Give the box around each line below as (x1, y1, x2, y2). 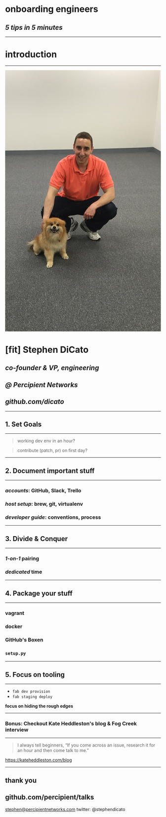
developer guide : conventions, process (5, 514, 101, 521)
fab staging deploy (12, 694, 53, 699)
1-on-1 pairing (5, 555, 40, 562)
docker (5, 623, 23, 630)
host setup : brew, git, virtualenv (5, 500, 83, 507)
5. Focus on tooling (5, 670, 65, 679)
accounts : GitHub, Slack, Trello (5, 487, 82, 494)
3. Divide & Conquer (5, 535, 68, 543)
